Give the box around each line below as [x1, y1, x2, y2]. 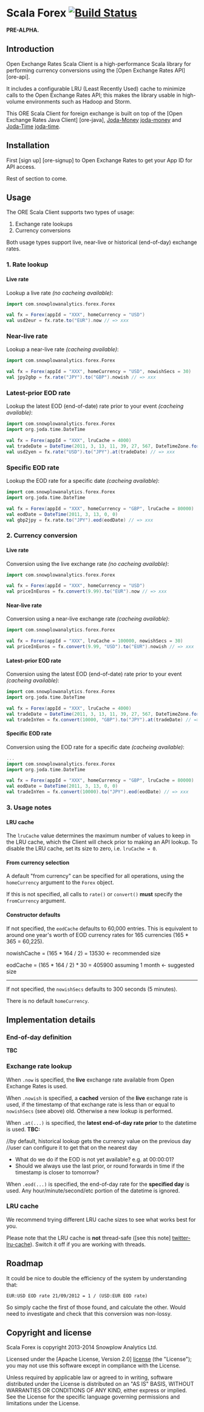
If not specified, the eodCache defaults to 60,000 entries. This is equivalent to [6, 924, 198, 932]
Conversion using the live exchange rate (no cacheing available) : [6, 560, 169, 567]
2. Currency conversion [6, 531, 78, 540]
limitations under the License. [6, 1400, 80, 1407]
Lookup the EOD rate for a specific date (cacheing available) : [6, 477, 160, 485]
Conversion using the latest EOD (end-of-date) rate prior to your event [6, 671, 182, 678]
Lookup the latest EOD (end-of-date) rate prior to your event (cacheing [6, 402, 184, 410]
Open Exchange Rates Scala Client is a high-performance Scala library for [6, 60, 191, 67]
